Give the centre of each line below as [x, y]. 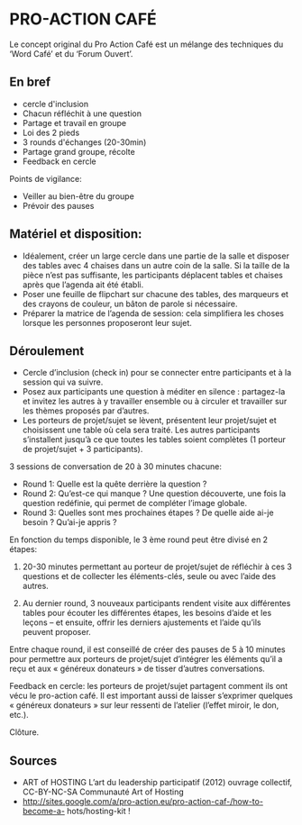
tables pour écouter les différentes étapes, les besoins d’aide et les [147, 613]
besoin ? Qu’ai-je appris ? [69, 522]
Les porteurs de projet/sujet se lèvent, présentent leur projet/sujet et [149, 421]
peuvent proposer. [57, 632]
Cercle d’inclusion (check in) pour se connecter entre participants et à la [157, 373]
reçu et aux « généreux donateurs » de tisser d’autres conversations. [137, 669]
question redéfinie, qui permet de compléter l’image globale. [135, 503]
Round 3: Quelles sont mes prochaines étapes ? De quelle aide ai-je [148, 512]
